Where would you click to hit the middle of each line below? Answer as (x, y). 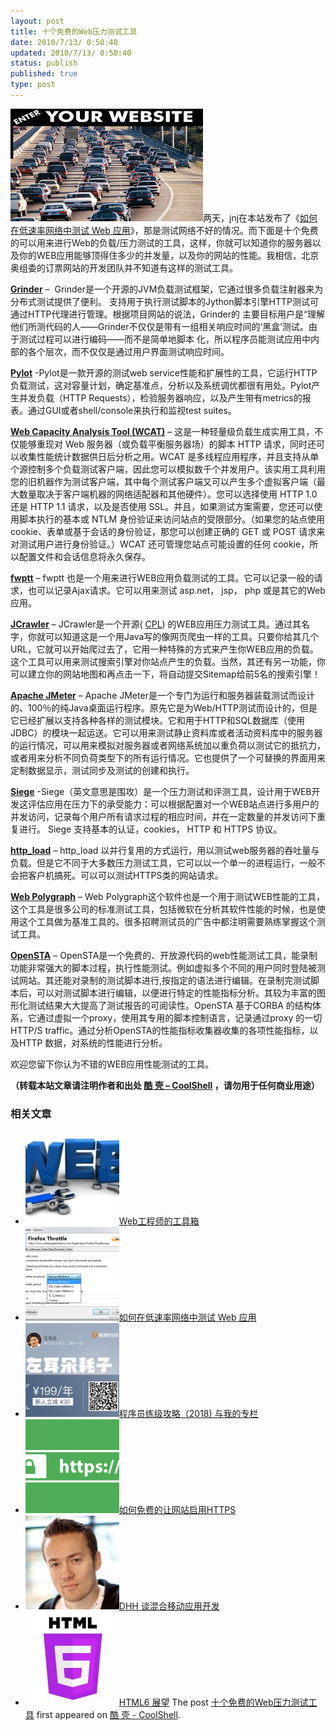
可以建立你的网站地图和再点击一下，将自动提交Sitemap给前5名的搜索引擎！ (165, 674)
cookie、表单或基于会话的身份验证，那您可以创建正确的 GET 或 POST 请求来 (168, 531)
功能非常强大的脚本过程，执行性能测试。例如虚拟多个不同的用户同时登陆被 (163, 967)
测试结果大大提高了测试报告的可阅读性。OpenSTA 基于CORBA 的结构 (170, 1005)
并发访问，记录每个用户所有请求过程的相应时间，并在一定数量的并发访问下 (163, 816)
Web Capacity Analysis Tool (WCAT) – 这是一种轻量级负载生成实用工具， (162, 431)
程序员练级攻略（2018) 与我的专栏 (188, 1414)
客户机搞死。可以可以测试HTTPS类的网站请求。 (125, 875)
